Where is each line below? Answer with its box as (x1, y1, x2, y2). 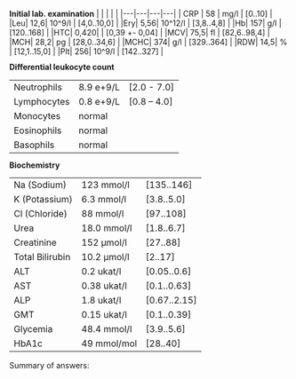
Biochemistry (9, 160, 60, 170)
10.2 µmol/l (81, 251, 131, 264)
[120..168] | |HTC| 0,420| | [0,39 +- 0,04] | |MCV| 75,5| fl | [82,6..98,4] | (9, 28, 271, 37)
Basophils (13, 138, 55, 151)
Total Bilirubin (13, 251, 71, 264)
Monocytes (13, 109, 60, 122)
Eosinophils (13, 124, 62, 137)
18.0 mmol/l (81, 222, 132, 234)
